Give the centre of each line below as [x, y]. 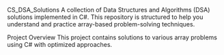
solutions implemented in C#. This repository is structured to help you [105, 17]
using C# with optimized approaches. [60, 44]
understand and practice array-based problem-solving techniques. [101, 24]
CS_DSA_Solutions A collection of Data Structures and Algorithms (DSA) [109, 10]
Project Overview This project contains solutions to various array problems [112, 37]
